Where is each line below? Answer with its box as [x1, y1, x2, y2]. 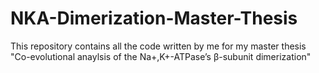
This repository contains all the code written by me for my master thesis [10, 40, 307, 52]
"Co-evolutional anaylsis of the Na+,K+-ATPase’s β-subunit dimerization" [10, 50, 312, 62]
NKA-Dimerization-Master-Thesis [10, 7, 298, 30]
